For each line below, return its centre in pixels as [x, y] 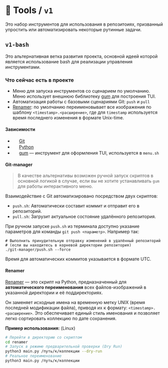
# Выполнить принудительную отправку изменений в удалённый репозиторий [83, 241]
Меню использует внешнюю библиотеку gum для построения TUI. [84, 96]
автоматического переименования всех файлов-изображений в [76, 287]
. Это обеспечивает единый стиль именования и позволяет [96, 313]
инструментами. [23, 67]
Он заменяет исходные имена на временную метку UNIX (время [75, 302]
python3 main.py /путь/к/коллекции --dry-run [54, 351]
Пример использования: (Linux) [40, 328]
